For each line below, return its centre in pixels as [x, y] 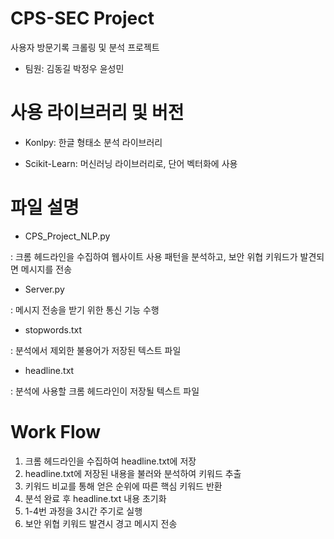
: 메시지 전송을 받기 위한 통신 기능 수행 [85, 309]
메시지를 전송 [46, 269]
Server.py [44, 289]
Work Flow [56, 432]
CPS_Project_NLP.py [67, 236]
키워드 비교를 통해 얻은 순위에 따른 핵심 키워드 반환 [123, 486]
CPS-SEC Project [82, 18]
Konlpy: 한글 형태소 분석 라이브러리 [93, 142]
